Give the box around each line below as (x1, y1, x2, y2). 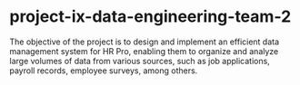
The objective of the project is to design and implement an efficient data (9, 36, 280, 47)
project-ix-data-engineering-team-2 (9, 6, 292, 27)
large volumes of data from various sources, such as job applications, (9, 55, 270, 66)
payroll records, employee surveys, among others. (9, 65, 198, 76)
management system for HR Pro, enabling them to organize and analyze (9, 45, 279, 56)
